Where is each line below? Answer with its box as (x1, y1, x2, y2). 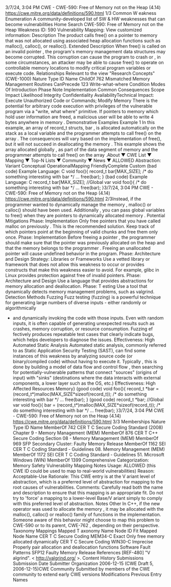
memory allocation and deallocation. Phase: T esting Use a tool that (5, 283, 148, 289)
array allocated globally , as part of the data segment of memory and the (5, 146, 158, 153)
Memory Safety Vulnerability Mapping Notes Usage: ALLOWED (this (12, 463, 156, 468)
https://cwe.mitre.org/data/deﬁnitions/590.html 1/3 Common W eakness (5, 10, 157, 16)
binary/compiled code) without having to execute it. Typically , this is (12, 359, 157, 364)
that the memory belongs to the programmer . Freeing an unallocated (5, 245, 151, 251)
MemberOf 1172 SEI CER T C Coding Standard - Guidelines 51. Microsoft (12, 452, 164, 457)
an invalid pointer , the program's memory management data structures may (5, 49, 166, 54)
